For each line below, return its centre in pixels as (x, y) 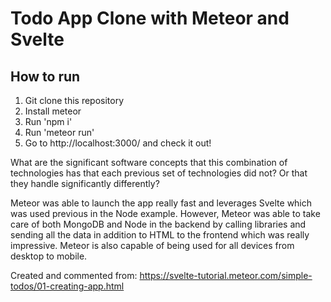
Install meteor (53, 111)
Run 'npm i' (48, 121)
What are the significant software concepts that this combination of (149, 162)
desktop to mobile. (49, 256)
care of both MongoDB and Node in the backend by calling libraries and (158, 224)
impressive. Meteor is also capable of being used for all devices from (152, 245)
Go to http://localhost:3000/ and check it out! (118, 143)
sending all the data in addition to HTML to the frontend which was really (160, 235)
